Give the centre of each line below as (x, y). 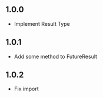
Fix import (26, 89)
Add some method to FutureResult (56, 56)
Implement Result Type (42, 23)
